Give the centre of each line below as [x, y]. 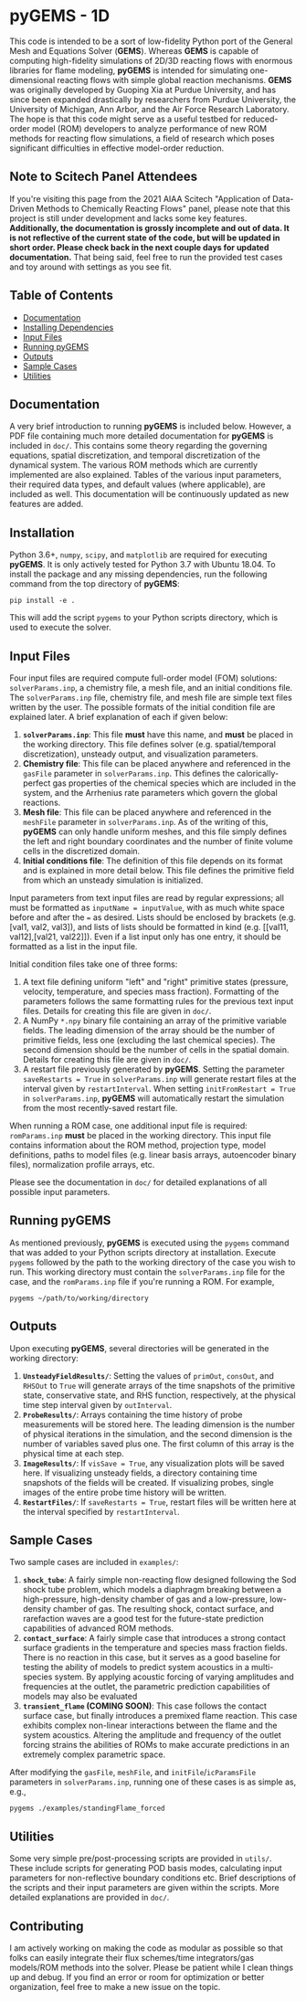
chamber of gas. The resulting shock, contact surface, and [164, 1609]
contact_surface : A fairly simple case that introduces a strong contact [154, 1638]
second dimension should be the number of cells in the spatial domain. [156, 1050]
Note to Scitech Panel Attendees [104, 177]
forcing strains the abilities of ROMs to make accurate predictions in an [156, 1745]
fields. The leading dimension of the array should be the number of [149, 1030]
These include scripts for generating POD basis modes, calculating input [146, 1869]
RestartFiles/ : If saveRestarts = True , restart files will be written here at [159, 1502]
